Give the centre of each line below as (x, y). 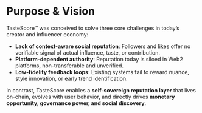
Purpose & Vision (51, 11)
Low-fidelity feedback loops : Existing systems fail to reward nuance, (102, 72)
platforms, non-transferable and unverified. (69, 66)
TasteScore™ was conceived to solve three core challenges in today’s (93, 28)
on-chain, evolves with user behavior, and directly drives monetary (91, 97)
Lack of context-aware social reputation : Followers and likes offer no (103, 46)
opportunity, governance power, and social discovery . (76, 103)
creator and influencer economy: (47, 34)
